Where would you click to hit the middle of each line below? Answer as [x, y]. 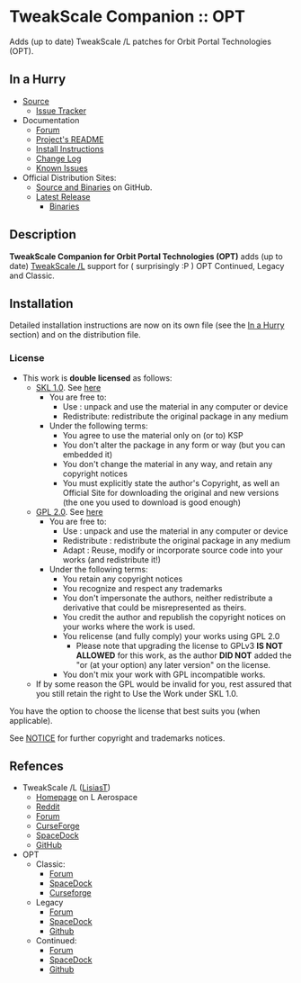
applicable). [31, 720]
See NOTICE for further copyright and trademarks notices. [117, 738]
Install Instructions [70, 149]
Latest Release [63, 196]
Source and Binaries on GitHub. [94, 187]
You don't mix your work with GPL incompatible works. [164, 674]
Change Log [58, 158]
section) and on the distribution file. [75, 335]
